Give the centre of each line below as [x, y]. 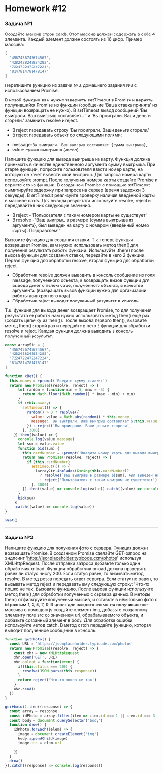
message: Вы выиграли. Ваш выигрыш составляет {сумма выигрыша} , [79, 144]
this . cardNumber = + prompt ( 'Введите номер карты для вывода [84, 453]
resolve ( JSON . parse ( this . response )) [59, 671]
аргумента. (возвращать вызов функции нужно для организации [79, 290]
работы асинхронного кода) [41, 295]
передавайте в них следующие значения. [48, 205]
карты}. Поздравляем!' [36, 230]
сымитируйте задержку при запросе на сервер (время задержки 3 [75, 190]
